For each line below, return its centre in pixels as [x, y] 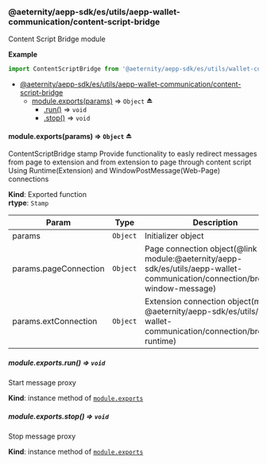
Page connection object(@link [201, 249]
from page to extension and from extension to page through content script [130, 162]
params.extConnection [55, 322]
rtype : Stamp [29, 203]
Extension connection [185, 302]
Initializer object [174, 236]
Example [23, 55]
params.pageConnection [58, 269]
